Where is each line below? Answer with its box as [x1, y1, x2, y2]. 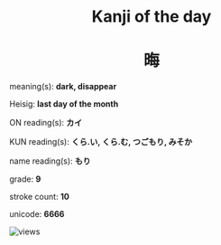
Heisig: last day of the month [9, 99, 119, 109]
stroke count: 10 [9, 192, 69, 203]
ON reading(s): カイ [9, 118, 83, 128]
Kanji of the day [91, 6, 212, 27]
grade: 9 [9, 174, 41, 184]
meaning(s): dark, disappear [9, 81, 117, 92]
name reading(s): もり [9, 155, 92, 166]
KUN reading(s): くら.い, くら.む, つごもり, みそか [9, 137, 192, 147]
